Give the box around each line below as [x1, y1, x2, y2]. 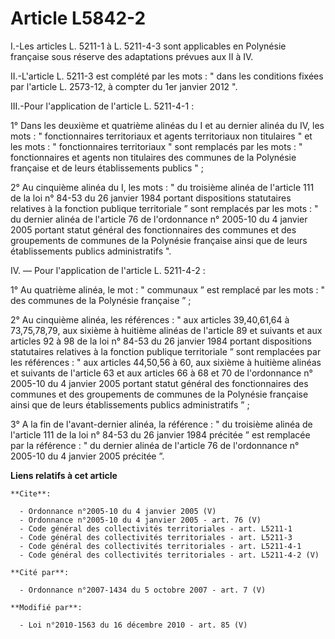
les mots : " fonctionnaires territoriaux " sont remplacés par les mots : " [10, 140, 303, 152]
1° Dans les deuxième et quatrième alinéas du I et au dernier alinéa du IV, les [10, 119, 325, 131]
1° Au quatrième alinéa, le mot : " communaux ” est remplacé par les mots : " [10, 283, 325, 296]
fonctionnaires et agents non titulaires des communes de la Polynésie [10, 151, 297, 163]
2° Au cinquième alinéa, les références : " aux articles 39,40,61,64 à [10, 313, 290, 326]
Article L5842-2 [10, 7, 147, 30]
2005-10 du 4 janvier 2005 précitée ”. [10, 450, 165, 462]
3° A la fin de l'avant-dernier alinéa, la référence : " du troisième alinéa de [10, 418, 313, 430]
